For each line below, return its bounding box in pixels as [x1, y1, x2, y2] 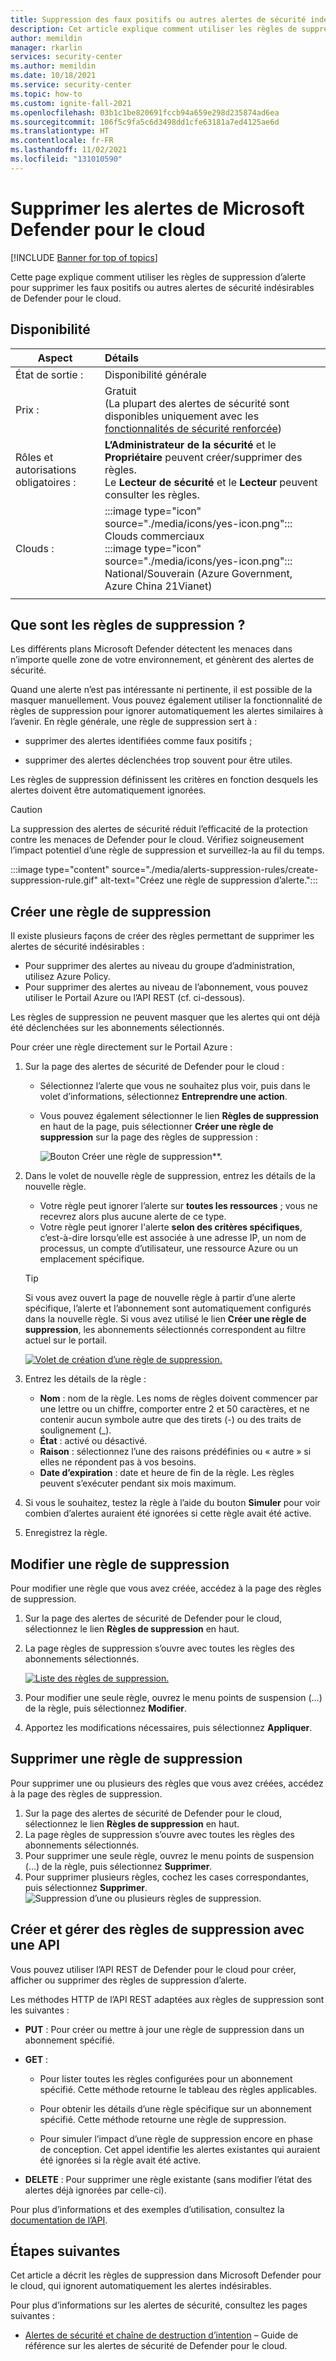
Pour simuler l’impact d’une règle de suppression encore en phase [39, 2132, 313, 2145]
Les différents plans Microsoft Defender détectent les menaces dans [10, 643, 293, 655]
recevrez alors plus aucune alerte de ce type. [39, 1211, 227, 1223]
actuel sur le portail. [24, 1334, 108, 1346]
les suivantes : [10, 2004, 70, 2016]
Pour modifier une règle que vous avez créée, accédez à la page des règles [10, 1582, 322, 1594]
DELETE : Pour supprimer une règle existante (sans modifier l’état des [24, 2173, 313, 2185]
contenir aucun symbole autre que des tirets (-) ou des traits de [39, 1414, 302, 1426]
